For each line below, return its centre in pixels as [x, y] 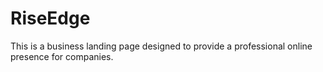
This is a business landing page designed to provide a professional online [161, 46]
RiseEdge [50, 18]
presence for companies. [62, 56]
